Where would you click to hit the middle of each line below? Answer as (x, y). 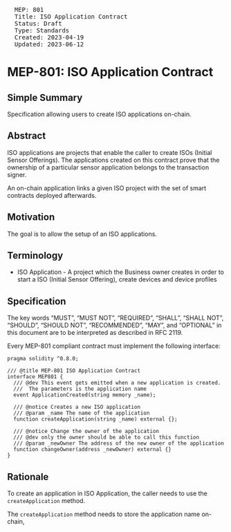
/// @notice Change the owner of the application (86, 432)
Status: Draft (38, 24)
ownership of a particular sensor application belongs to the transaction (108, 167)
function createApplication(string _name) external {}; (95, 419)
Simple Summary (45, 97)
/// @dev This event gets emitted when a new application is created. (117, 383)
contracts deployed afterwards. (52, 195)
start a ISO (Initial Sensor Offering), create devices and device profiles (117, 279)
